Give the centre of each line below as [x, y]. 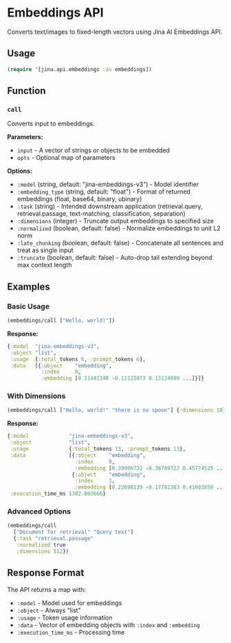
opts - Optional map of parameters [66, 158]
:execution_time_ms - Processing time [71, 632]
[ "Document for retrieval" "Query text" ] [74, 532]
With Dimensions [36, 396]
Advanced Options [39, 511]
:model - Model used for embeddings [69, 603]
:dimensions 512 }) [43, 551]
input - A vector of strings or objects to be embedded [93, 150]
